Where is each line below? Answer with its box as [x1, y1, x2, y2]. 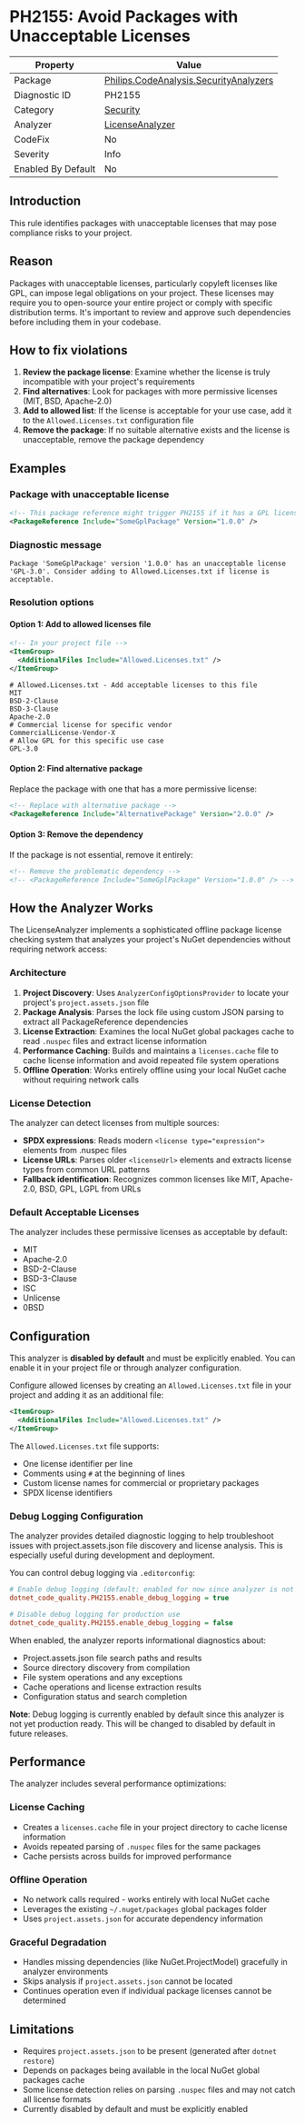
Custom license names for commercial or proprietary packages [22, 1477, 260, 1488]
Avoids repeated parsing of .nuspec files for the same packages [22, 1840, 261, 1851]
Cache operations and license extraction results [22, 1681, 202, 1692]
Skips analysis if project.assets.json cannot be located [22, 1976, 233, 1987]
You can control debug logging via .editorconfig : [9, 1568, 195, 1579]
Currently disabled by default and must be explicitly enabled [22, 2104, 248, 2115]
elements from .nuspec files [22, 1145, 127, 1156]
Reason [9, 254, 54, 269]
